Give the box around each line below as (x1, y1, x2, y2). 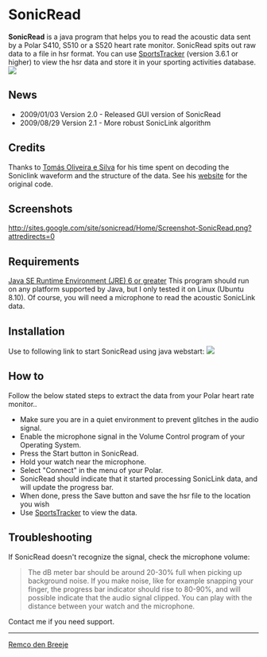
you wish (19, 499, 50, 509)
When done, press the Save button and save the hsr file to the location (19, 491, 251, 500)
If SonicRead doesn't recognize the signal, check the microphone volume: (8, 552, 250, 561)
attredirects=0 (8, 232, 56, 241)
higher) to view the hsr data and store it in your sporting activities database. (8, 57, 257, 67)
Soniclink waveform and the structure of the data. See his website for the (8, 170, 248, 180)
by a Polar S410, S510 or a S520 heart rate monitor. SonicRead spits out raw (8, 40, 257, 49)
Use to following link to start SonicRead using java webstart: (8, 346, 205, 356)
